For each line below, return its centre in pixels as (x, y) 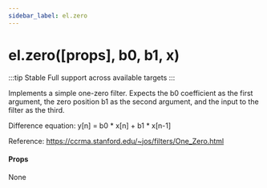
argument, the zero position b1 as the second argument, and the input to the (133, 102)
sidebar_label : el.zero (48, 16)
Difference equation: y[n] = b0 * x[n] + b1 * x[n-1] (90, 126)
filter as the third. (37, 110)
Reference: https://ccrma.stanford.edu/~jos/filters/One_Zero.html (116, 141)
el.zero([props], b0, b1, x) (94, 55)
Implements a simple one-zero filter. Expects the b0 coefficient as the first (131, 93)
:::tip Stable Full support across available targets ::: (92, 78)
